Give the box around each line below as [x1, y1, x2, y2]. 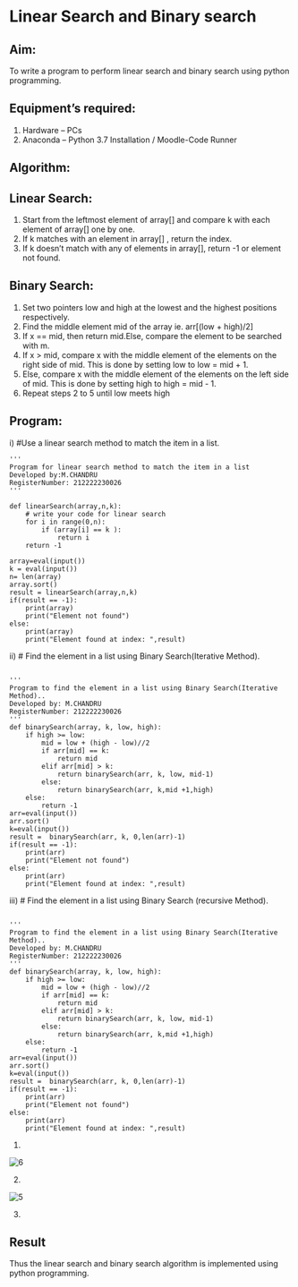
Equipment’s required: [9, 101, 136, 116]
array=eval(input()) [9, 557, 87, 566]
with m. [21, 340, 50, 351]
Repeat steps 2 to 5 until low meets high [21, 388, 171, 398]
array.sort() [9, 580, 58, 589]
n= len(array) [9, 572, 63, 581]
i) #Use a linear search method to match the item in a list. [9, 437, 220, 448]
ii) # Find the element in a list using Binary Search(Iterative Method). [9, 651, 260, 661]
